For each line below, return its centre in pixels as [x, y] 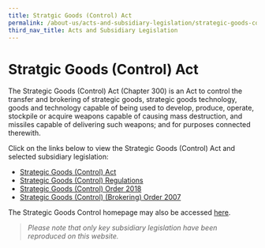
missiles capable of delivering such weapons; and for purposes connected [129, 125]
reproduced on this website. [73, 236]
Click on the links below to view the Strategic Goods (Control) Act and [121, 148]
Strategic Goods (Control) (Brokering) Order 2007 [100, 197]
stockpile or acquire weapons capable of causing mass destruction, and [125, 116]
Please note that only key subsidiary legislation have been [122, 228]
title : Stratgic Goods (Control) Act [70, 15]
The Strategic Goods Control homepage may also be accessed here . [119, 212]
